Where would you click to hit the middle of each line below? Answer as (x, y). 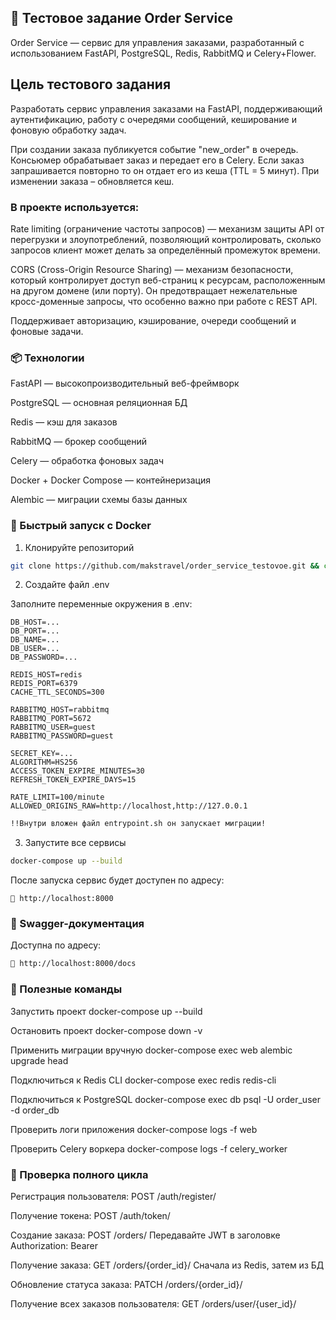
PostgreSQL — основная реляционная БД (99, 403)
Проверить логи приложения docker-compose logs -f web (134, 1129)
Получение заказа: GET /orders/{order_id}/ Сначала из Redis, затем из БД (167, 1265)
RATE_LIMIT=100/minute (57, 797)
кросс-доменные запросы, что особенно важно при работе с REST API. (164, 301)
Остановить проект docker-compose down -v (106, 1030)
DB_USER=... (35, 649)
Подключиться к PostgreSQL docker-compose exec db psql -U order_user (165, 1099)
